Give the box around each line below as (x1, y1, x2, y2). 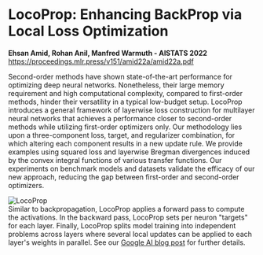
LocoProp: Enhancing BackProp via (8, 6, 243, 24)
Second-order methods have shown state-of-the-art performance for (8, 72, 233, 81)
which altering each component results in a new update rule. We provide (8, 139, 243, 148)
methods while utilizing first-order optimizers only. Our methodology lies (8, 122, 243, 131)
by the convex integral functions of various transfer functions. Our (8, 155, 222, 164)
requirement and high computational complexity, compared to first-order (8, 88, 243, 98)
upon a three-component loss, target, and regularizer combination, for (8, 130, 236, 139)
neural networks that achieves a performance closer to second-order (8, 113, 232, 123)
